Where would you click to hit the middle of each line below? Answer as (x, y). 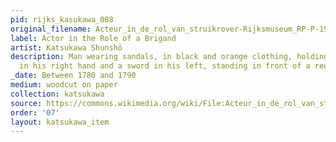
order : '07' (35, 112)
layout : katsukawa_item (60, 122)
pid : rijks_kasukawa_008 (62, 19)
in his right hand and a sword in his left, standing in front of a (165, 66)
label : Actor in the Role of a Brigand (93, 38)
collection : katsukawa (57, 94)
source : (26, 103)
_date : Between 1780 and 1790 (73, 76)
